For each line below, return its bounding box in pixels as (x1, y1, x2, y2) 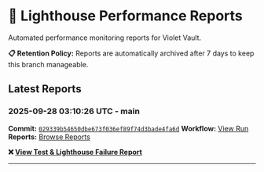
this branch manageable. (8, 59, 89, 69)
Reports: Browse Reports (8, 132, 90, 142)
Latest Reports (8, 82, 82, 96)
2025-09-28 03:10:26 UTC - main (8, 106, 140, 116)
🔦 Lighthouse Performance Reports (8, 7, 244, 25)
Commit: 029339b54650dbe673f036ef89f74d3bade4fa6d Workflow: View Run (8, 124, 249, 133)
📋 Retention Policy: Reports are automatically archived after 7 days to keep (8, 48, 255, 58)
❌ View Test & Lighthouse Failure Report (8, 147, 143, 156)
